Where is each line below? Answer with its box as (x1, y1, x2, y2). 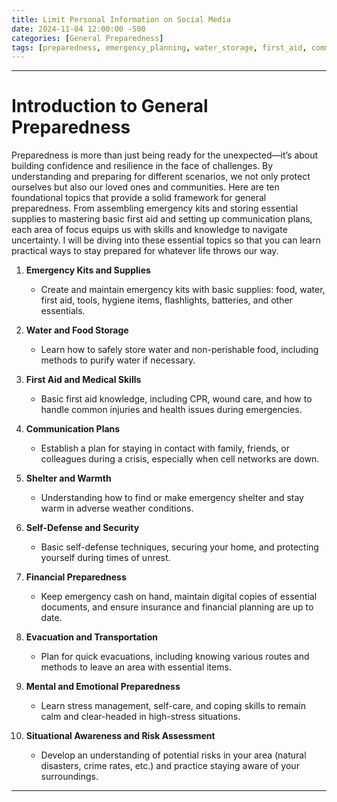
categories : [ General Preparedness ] (11, 33, 164, 43)
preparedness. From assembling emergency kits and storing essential (11, 202, 299, 215)
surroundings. (40, 771, 99, 783)
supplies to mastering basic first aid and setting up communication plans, (11, 213, 313, 225)
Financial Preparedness (25, 571, 127, 583)
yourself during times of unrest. (40, 552, 171, 564)
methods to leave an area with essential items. (40, 661, 232, 673)
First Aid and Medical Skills (25, 374, 142, 386)
